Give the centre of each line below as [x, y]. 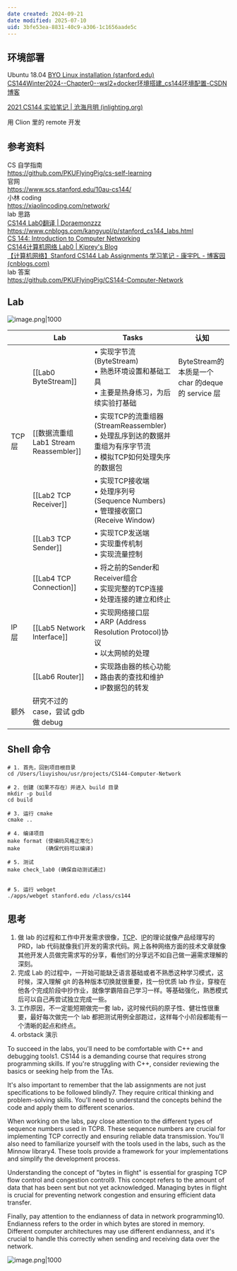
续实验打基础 [115, 402]
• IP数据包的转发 [122, 687]
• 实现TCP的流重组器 [129, 416]
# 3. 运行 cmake [30, 813]
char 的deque [201, 383]
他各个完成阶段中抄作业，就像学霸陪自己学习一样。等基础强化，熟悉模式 [122, 990]
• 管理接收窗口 [119, 511]
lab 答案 [19, 272]
